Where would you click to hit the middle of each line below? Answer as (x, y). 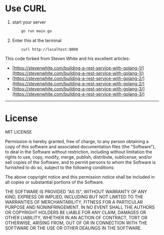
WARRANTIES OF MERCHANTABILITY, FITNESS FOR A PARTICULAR (74, 202)
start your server (29, 22)
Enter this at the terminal (37, 40)
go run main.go (37, 31)
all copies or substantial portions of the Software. (54, 182)
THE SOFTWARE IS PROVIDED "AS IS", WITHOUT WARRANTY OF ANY (76, 191)
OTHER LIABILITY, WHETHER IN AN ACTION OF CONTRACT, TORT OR (76, 217)
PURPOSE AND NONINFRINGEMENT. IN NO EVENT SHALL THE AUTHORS (80, 207)
